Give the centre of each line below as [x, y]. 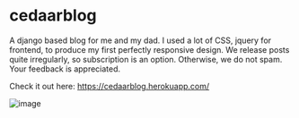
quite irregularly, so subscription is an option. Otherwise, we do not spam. [146, 59]
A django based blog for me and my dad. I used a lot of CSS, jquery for [141, 40]
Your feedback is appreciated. [65, 69]
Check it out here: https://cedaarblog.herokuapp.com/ [110, 86]
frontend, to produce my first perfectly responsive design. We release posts [149, 49]
